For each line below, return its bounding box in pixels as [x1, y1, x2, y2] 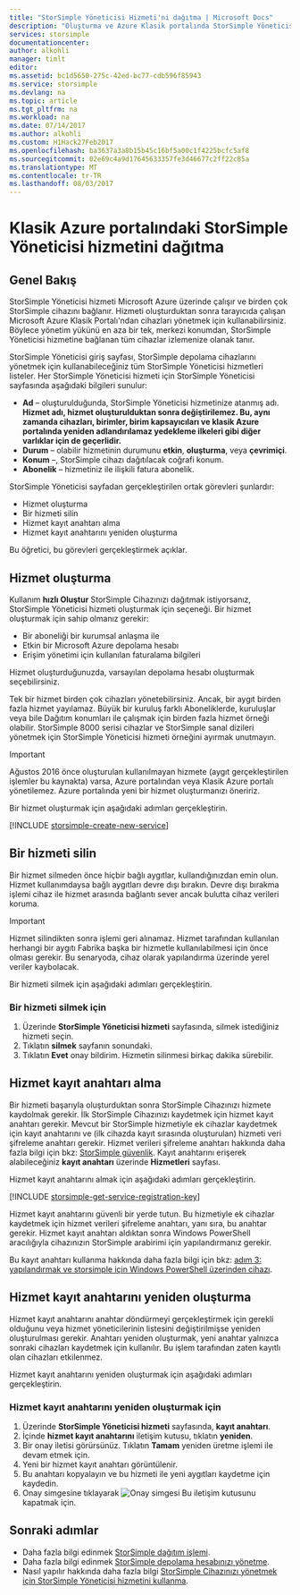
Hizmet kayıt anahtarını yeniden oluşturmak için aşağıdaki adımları [9, 1369, 253, 1379]
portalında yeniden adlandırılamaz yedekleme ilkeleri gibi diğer [21, 426, 262, 437]
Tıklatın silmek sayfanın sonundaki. [21, 1040, 153, 1051]
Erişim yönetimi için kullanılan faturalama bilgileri [21, 649, 201, 660]
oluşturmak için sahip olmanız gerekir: [9, 613, 149, 624]
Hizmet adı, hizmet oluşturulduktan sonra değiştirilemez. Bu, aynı [21, 407, 271, 418]
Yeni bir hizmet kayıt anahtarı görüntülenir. [21, 1459, 179, 1470]
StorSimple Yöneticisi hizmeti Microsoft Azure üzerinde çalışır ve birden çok [9, 296, 288, 307]
